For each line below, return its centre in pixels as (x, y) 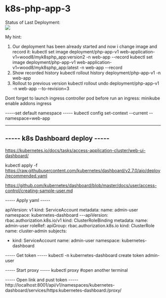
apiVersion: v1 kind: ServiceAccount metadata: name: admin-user (72, 210)
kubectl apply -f (21, 165)
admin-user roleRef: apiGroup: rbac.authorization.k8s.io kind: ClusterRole (80, 225)
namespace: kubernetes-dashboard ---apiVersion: (57, 215)
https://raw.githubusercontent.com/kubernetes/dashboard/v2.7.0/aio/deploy (83, 170)
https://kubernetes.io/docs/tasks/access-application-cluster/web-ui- (75, 150)
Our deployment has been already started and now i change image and (84, 46)
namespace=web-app (28, 118)
